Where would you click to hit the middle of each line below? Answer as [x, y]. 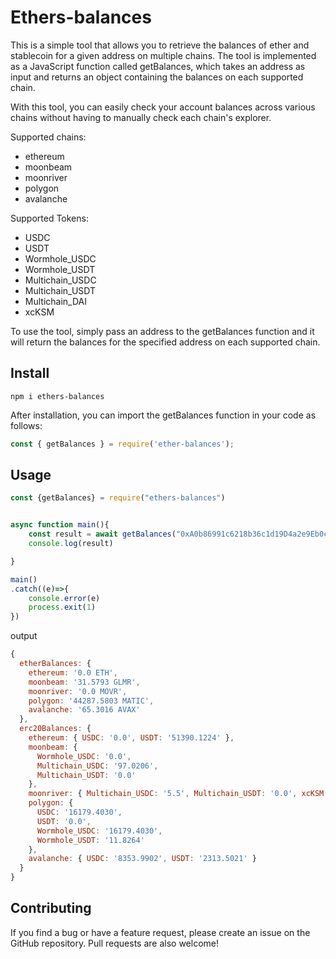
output [24, 636]
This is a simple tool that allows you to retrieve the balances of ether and [160, 45]
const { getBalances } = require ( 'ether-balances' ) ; [122, 444]
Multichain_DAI [55, 301]
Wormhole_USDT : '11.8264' [90, 840]
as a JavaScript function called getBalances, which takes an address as [158, 66]
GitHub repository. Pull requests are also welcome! [114, 943]
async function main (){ [60, 525]
